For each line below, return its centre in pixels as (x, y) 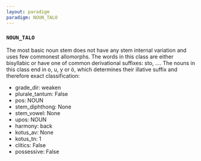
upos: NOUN (31, 119)
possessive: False (37, 151)
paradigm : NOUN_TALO (32, 17)
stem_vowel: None (38, 113)
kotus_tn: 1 (28, 139)
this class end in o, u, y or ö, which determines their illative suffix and (92, 69)
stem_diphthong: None (43, 107)
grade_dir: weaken (38, 87)
